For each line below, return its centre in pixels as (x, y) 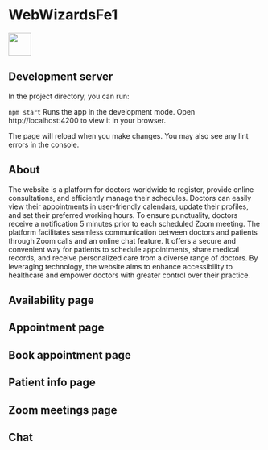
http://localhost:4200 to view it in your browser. (87, 120)
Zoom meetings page (63, 410)
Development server (61, 77)
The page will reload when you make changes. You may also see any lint (128, 135)
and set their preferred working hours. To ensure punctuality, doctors (123, 215)
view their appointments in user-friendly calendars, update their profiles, (129, 206)
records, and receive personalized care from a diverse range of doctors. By (133, 258)
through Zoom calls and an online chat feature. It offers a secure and (122, 240)
